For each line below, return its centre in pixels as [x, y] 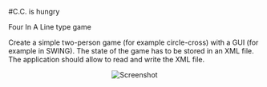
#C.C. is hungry [34, 12]
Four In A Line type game [50, 27]
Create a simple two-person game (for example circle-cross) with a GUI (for [133, 42]
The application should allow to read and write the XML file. [107, 59]
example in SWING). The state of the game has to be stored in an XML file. [131, 51]
